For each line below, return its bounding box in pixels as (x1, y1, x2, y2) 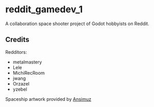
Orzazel (12, 80, 30, 87)
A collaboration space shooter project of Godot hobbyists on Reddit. (5, 20, 150, 27)
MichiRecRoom (12, 70, 45, 76)
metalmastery (12, 59, 42, 65)
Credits (5, 35, 30, 44)
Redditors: (5, 49, 27, 55)
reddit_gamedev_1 (5, 4, 83, 15)
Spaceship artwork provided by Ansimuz (5, 96, 91, 102)
